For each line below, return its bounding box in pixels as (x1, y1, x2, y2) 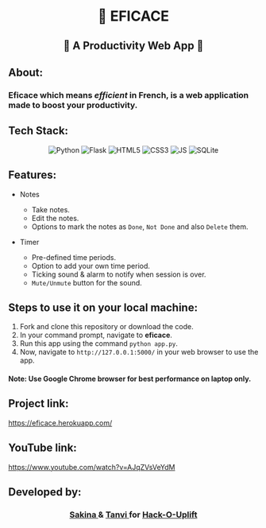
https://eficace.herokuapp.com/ (8, 417, 113, 428)
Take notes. (31, 204, 70, 214)
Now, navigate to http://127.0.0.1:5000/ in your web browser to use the (19, 347, 259, 357)
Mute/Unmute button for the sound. (31, 278, 143, 287)
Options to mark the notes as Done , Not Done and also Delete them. (31, 222, 249, 231)
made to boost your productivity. (8, 99, 138, 111)
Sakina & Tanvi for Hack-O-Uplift (69, 509, 198, 520)
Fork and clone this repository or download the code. (19, 322, 194, 332)
